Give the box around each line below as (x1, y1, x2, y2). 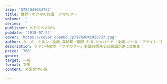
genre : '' (5, 53, 26, 58)
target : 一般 (5, 58, 31, 63)
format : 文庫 (5, 62, 31, 67)
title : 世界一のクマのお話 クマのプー (5, 12, 77, 17)
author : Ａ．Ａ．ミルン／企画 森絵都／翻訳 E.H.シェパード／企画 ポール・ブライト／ (5, 40, 161, 44)
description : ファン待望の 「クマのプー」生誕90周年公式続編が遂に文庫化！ (5, 44, 144, 49)
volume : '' (5, 16, 28, 21)
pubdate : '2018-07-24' (5, 30, 52, 35)
